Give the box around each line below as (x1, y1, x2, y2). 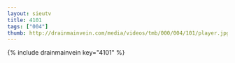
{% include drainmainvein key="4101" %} (7, 48, 125, 57)
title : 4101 (7, 17, 42, 24)
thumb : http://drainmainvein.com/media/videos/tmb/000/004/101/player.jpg (7, 29, 230, 37)
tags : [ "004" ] (7, 23, 49, 30)
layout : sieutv (7, 10, 52, 17)
